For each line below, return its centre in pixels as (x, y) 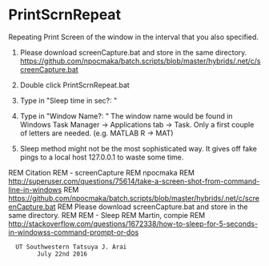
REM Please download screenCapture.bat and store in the (153, 207)
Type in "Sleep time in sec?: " (68, 100)
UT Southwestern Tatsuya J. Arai (71, 247)
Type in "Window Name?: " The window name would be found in (126, 116)
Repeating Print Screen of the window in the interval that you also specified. (133, 37)
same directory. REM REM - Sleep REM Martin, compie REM (107, 215)
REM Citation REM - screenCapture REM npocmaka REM (101, 172)
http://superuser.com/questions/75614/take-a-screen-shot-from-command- (134, 181)
